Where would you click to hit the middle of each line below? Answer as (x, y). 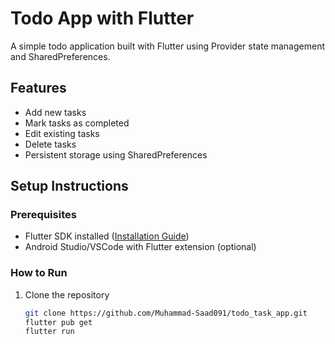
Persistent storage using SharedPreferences (116, 154)
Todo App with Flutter (102, 18)
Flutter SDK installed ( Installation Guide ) (107, 236)
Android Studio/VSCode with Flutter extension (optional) (140, 247)
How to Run (39, 273)
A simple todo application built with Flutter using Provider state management (168, 46)
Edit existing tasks (62, 133)
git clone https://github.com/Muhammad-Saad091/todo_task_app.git (166, 313)
